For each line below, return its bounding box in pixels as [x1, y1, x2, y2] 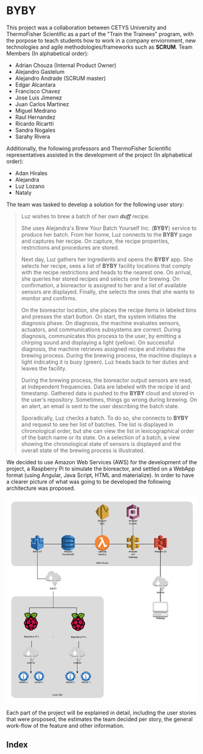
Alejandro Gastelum [15, 68, 65, 75]
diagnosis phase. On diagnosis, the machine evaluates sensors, [21, 319, 181, 326]
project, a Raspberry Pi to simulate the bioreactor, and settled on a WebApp [6, 465, 196, 472]
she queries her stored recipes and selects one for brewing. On [21, 275, 180, 282]
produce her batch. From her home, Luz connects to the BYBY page [21, 231, 193, 238]
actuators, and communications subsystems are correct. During [21, 326, 181, 333]
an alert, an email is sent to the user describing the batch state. [21, 402, 179, 409]
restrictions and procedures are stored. [21, 243, 120, 251]
